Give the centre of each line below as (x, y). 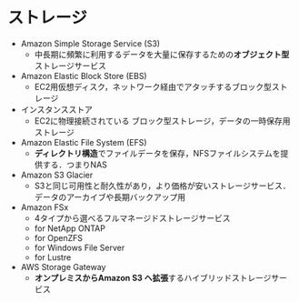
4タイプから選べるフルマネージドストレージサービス (133, 217)
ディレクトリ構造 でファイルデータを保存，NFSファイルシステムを (157, 153)
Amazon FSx (45, 207)
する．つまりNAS (75, 165)
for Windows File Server (80, 247)
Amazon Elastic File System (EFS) (84, 142)
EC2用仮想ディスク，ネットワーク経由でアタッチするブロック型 (153, 86)
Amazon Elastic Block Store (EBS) (84, 75)
